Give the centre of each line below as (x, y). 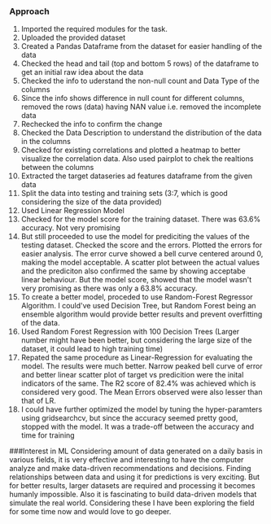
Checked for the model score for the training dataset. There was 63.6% (141, 219)
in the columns (46, 142)
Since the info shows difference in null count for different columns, (133, 98)
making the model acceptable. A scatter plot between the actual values (140, 263)
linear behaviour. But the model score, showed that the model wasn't (136, 280)
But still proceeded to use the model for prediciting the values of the (135, 237)
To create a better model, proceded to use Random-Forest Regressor (137, 297)
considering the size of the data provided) (91, 202)
